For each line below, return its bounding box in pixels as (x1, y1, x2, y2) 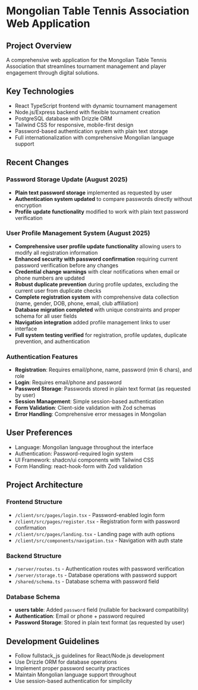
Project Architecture (6, 480, 83, 490)
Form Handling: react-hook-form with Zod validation (14, 462, 143, 469)
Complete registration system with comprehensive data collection (14, 293, 179, 301)
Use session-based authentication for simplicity (14, 677, 133, 684)
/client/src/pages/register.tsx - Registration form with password (14, 518, 180, 525)
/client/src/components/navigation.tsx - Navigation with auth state (14, 537, 183, 544)
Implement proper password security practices (14, 665, 130, 672)
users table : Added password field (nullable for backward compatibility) (14, 607, 189, 614)
